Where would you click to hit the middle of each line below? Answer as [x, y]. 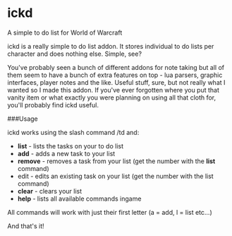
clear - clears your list [50, 191]
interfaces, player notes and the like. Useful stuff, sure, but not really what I [116, 82]
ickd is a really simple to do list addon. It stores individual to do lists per [111, 46]
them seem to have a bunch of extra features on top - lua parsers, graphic [115, 75]
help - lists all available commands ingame [79, 199]
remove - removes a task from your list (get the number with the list [116, 161]
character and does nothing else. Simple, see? [75, 54]
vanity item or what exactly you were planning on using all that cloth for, [112, 98]
